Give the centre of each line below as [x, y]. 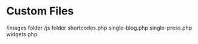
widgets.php [22, 34]
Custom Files [40, 11]
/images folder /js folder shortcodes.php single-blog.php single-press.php [99, 28]
